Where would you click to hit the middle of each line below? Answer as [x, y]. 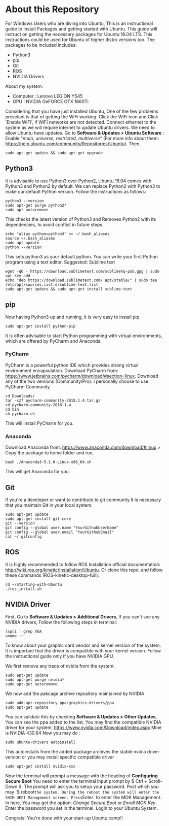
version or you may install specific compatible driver [60, 757]
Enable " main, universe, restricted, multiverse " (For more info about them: [82, 138]
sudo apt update [22, 243]
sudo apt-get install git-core [38, 519]
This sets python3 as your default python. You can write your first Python [82, 256]
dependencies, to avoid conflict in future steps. [54, 224]
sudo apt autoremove [27, 210]
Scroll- [156, 781]
